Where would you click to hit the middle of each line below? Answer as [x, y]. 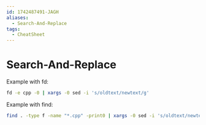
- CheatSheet [29, 35]
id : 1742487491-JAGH [33, 12]
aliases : [17, 18]
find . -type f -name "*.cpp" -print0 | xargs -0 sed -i [81, 116]
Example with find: [30, 104]
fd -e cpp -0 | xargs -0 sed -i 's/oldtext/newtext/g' [78, 93]
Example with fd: [28, 82]
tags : [13, 29]
